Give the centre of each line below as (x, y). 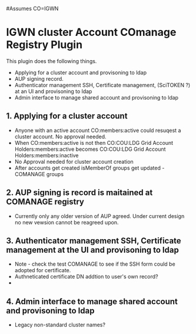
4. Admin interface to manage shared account (92, 301)
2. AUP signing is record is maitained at (79, 193)
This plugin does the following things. (52, 61)
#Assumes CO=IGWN (32, 9)
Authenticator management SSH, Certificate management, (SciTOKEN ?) (102, 85)
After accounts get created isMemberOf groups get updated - (89, 168)
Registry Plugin (44, 45)
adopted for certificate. (43, 270)
